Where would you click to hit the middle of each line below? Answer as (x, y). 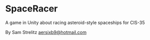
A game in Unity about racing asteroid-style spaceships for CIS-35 (75, 22)
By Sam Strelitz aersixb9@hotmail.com (46, 32)
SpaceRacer (32, 9)
